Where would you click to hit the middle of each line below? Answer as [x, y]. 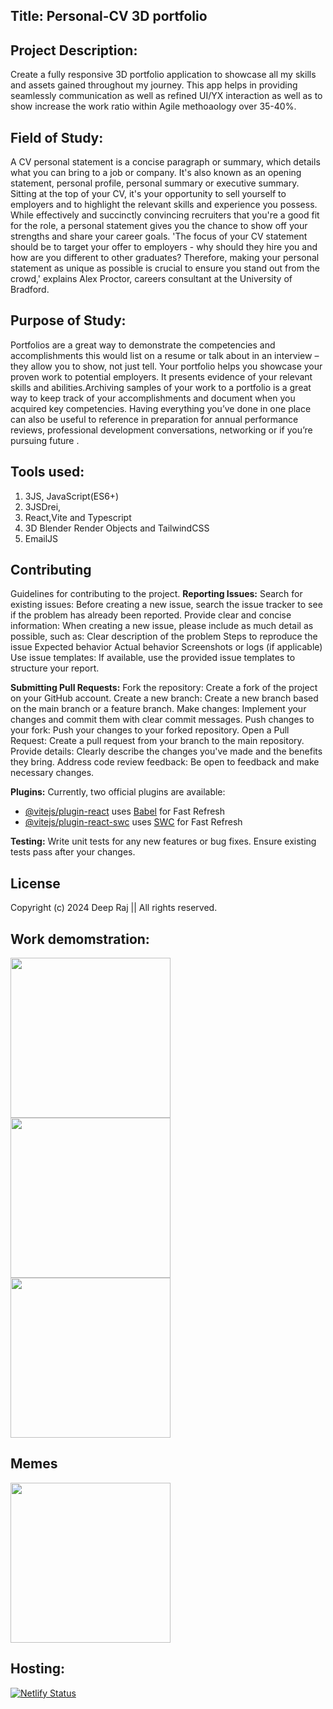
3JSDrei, [43, 506]
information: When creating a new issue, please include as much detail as [162, 626]
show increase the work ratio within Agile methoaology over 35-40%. [153, 106]
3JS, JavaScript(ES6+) [72, 496]
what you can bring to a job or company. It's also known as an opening [156, 173]
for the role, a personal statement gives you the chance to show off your [159, 226]
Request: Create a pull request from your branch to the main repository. [157, 741]
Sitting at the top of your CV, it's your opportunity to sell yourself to [148, 194]
